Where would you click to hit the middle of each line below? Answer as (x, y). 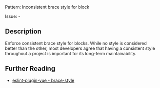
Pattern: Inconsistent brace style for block (47, 7)
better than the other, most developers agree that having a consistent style (80, 48)
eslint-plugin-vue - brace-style (43, 80)
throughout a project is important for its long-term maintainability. (71, 53)
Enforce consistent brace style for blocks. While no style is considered (76, 43)
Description (23, 32)
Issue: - (13, 16)
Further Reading (30, 69)
